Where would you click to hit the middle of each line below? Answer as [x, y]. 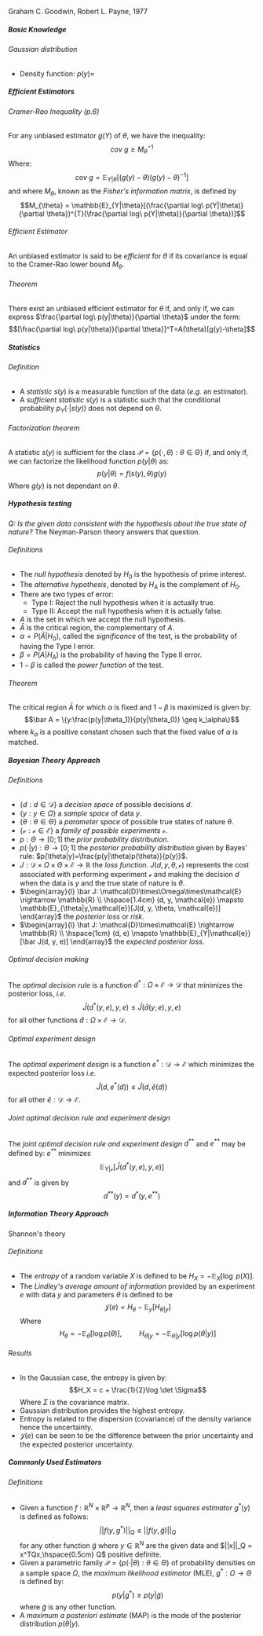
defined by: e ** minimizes [50, 1153]
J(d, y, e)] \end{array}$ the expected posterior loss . [121, 941]
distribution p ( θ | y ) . [50, 1624]
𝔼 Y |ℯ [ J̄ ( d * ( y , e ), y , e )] [132, 1167]
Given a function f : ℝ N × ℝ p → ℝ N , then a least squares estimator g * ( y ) [135, 1507]
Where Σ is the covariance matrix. [74, 1402]
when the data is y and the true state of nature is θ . [102, 882]
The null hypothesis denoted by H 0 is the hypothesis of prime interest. [133, 575]
